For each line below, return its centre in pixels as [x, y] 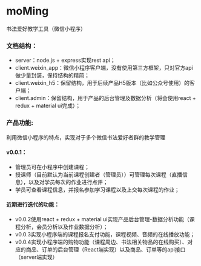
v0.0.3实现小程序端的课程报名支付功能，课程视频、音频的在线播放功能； [105, 234]
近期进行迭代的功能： [33, 205]
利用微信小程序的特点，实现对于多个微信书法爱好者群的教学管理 [86, 137]
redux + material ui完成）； [48, 106]
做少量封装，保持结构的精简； [52, 75]
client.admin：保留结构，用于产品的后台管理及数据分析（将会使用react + [105, 98]
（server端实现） [36, 257]
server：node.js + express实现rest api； [65, 60]
